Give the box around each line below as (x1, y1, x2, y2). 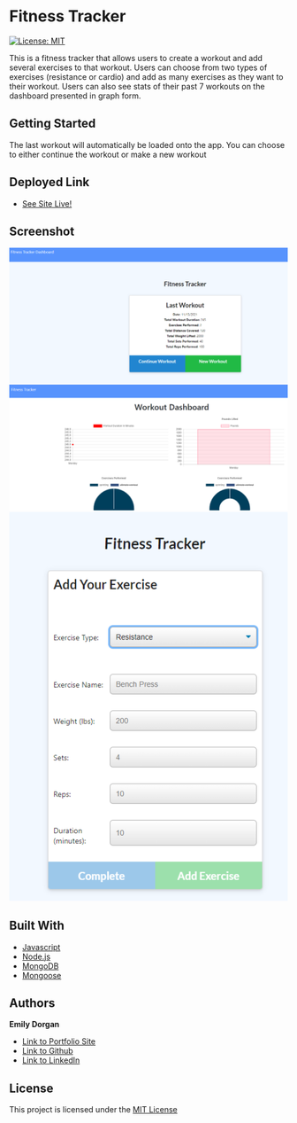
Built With (9, 918, 65, 933)
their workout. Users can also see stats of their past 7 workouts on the (9, 81, 265, 91)
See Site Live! (21, 198, 72, 209)
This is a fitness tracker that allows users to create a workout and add (9, 52, 263, 63)
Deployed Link (9, 175, 90, 190)
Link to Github (21, 1046, 73, 1057)
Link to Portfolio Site (21, 1036, 96, 1047)
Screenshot (9, 223, 75, 238)
